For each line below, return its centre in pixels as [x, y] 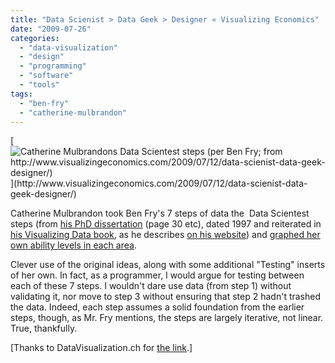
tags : [21, 94]
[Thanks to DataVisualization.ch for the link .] [101, 348]
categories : [35, 38]
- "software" [46, 76]
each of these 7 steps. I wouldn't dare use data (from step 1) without [151, 286]
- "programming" [53, 66]
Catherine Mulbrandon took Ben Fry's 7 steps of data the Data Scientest [160, 213]
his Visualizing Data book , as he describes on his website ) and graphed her [165, 235]
